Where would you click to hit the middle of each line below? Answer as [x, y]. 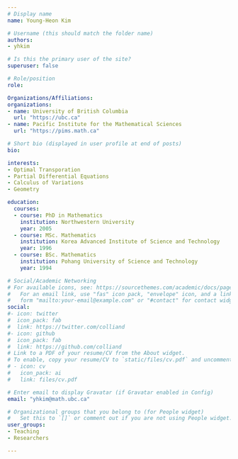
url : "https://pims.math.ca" [57, 131]
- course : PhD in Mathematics [58, 215]
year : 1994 [36, 268]
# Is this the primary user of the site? [69, 59]
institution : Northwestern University [77, 222]
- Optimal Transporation [44, 170]
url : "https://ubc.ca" [47, 118]
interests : [23, 163]
